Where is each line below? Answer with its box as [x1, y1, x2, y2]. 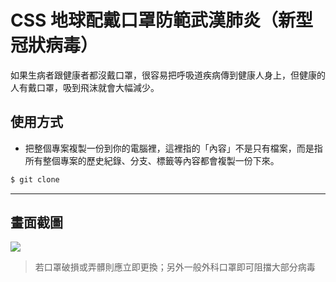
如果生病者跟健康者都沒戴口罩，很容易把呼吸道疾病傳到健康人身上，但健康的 [10, 69, 326, 81]
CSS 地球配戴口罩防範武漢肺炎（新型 [10, 9, 314, 32]
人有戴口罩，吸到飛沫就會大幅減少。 [10, 81, 160, 93]
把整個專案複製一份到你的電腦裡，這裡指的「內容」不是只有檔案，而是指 [24, 142, 323, 154]
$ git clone [10, 174, 60, 185]
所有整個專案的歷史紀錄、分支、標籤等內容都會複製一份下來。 [24, 154, 280, 166]
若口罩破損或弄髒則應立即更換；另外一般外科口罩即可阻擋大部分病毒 [34, 261, 316, 273]
